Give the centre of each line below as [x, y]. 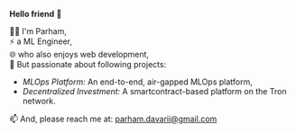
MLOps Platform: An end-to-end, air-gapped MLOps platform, [137, 82]
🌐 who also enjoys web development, [79, 54]
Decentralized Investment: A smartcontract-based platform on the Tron [154, 91]
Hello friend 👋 [36, 14]
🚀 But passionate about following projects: [88, 64]
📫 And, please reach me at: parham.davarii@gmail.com [113, 119]
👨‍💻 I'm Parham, [38, 31]
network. [39, 101]
